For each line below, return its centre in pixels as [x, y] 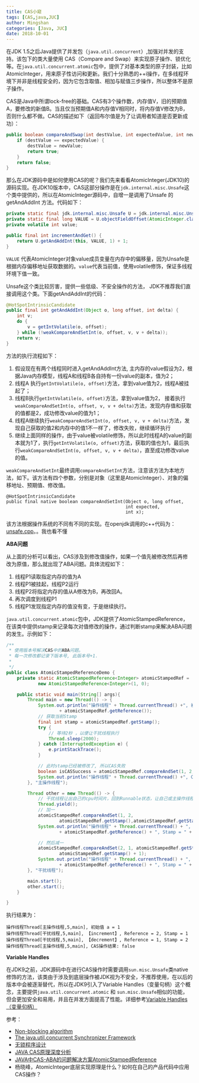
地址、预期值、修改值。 [40, 485]
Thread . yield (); [58, 804]
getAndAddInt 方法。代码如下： [45, 202]
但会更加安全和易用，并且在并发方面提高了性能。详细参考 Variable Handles [97, 999]
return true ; [44, 151]
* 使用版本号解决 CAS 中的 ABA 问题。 [46, 651]
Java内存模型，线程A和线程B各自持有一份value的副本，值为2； [97, 376]
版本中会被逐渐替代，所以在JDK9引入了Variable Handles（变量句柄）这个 [96, 984]
